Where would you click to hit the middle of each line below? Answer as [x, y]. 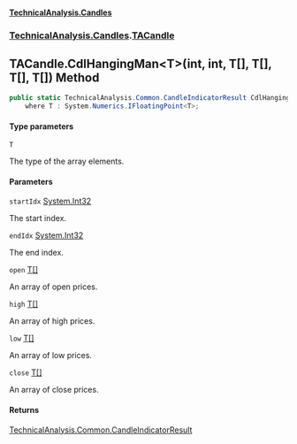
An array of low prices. [51, 356]
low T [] [22, 338]
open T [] [23, 270]
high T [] [23, 304]
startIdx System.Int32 [50, 201]
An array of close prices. [54, 390]
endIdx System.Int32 [46, 235]
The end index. [37, 253]
